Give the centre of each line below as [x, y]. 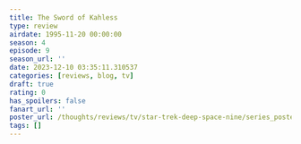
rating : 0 [28, 92]
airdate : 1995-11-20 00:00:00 [66, 34]
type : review [34, 26]
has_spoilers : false [48, 101]
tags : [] [26, 126]
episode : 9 [30, 51]
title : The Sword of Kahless [64, 17]
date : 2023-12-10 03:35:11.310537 [74, 68]
